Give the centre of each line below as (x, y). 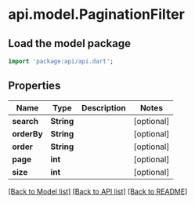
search (25, 121)
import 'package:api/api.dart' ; (61, 61)
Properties (34, 86)
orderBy (27, 133)
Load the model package (70, 43)
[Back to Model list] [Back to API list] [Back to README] (98, 191)
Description (104, 107)
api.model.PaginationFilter (97, 14)
